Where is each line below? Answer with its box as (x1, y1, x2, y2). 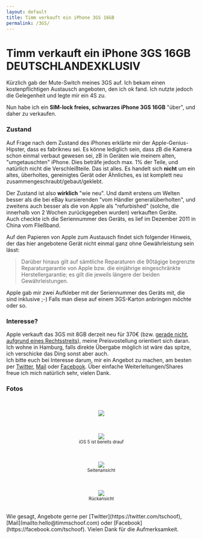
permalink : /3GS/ (6, 20, 50, 26)
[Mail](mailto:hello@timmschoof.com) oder (6, 519, 113, 527)
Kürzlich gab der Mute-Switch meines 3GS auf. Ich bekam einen (6, 79, 166, 87)
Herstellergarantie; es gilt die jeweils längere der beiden (21, 271, 160, 278)
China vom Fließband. (6, 222, 61, 229)
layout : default (6, 8, 47, 15)
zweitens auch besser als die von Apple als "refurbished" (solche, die (6, 202, 179, 210)
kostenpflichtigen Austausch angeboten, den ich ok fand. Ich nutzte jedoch (6, 85, 193, 93)
